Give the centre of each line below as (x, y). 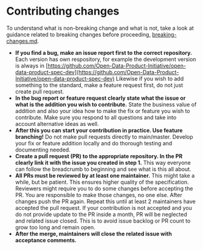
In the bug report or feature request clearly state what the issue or (100, 98)
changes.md (22, 41)
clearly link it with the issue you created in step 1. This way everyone (103, 162)
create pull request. (40, 91)
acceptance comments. (46, 240)
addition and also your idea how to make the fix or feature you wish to (102, 111)
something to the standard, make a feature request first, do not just (99, 85)
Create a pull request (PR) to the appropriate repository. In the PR (99, 156)
